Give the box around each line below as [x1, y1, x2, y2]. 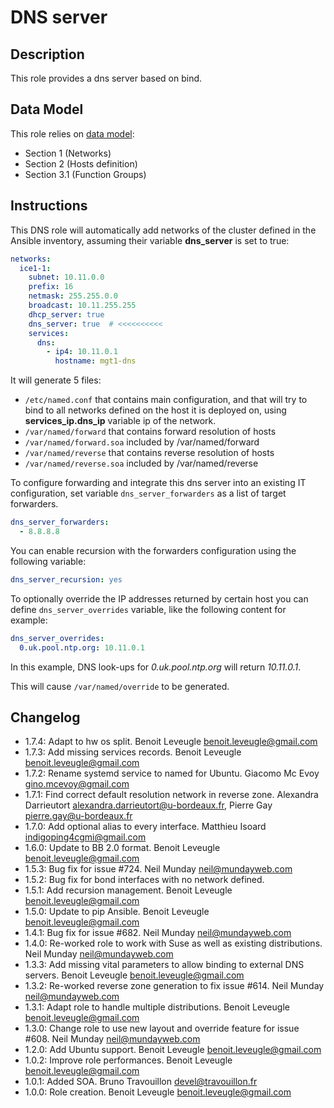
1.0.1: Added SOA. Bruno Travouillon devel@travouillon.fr [24, 1076, 258, 1088]
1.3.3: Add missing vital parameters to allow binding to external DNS [24, 959, 305, 971]
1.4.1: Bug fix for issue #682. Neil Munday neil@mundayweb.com [24, 927, 292, 939]
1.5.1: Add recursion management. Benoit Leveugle [24, 884, 233, 896]
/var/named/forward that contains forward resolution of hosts [24, 426, 277, 438]
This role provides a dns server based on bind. [10, 72, 203, 84]
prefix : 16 [28, 282, 74, 292]
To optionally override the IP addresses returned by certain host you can [10, 592, 309, 605]
